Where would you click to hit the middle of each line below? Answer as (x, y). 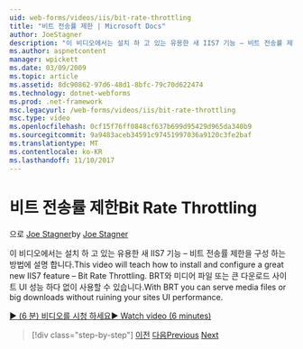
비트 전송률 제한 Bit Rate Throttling (133, 207)
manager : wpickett (44, 60)
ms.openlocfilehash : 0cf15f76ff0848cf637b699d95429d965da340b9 (131, 127)
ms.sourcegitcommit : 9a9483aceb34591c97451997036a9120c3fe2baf (131, 135)
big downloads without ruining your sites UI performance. (116, 298)
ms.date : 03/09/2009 (48, 69)
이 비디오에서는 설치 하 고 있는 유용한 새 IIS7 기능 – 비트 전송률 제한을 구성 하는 (147, 253)
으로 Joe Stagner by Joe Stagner (69, 234)
